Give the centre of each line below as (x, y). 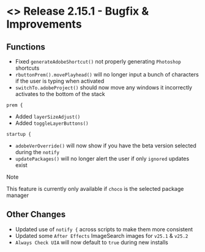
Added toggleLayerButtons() (52, 123)
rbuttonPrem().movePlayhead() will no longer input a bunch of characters (107, 74)
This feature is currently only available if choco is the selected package (95, 189)
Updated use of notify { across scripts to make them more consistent (104, 229)
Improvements (44, 24)
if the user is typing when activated (60, 81)
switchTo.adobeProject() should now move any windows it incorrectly (104, 87)
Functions (26, 47)
